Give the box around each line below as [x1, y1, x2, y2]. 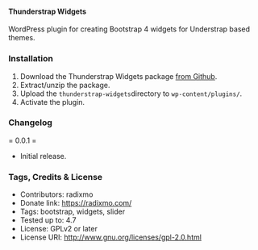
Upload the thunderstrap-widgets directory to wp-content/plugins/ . [19, 89, 243, 98]
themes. [8, 33, 35, 43]
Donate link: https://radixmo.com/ [19, 198, 132, 208]
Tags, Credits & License [8, 171, 103, 182]
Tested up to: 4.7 [19, 215, 77, 225]
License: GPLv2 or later [19, 224, 98, 234]
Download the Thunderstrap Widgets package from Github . [19, 71, 218, 81]
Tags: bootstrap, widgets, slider [19, 206, 126, 217]
